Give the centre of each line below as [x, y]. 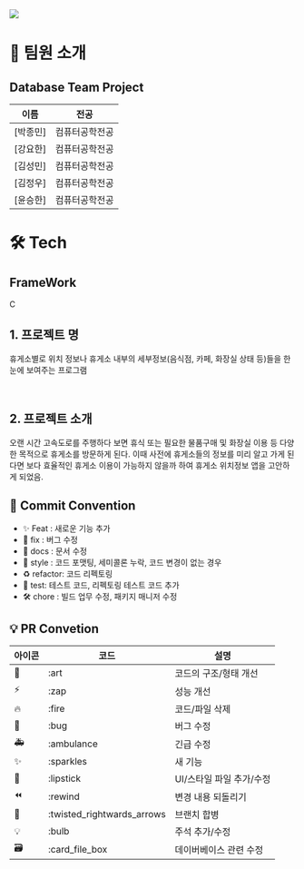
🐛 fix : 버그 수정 [50, 540]
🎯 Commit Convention [73, 506]
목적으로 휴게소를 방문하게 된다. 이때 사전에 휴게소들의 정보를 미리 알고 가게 [152, 454]
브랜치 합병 [197, 815]
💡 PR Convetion [54, 629]
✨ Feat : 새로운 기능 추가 [66, 528]
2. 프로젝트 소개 [51, 419]
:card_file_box [78, 849]
